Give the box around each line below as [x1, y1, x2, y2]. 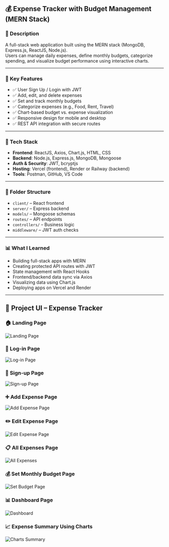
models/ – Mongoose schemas [12, 210, 75, 216]
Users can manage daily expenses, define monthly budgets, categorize [5, 52, 153, 59]
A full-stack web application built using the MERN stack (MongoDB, [5, 41, 145, 47]
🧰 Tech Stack [5, 138, 38, 145]
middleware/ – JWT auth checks [12, 227, 79, 233]
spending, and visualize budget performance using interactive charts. [5, 58, 149, 64]
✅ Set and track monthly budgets [12, 98, 82, 104]
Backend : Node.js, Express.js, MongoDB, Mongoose [12, 155, 122, 161]
